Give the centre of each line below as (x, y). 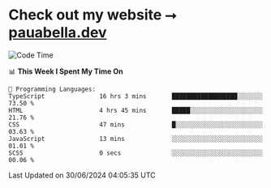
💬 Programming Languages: (52, 89)
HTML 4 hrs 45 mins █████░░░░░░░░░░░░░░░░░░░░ (136, 110)
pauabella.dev (58, 33)
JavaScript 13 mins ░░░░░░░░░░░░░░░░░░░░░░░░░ (136, 139)
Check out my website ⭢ (92, 15)
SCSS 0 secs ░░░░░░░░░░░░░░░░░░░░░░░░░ (136, 153)
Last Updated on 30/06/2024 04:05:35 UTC (82, 175)
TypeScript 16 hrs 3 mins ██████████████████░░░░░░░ (136, 96)
